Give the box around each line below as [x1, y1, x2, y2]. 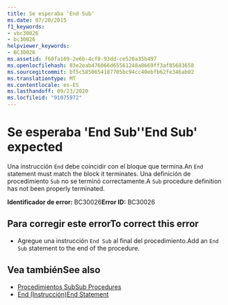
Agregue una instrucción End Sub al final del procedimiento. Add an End [17, 236, 219, 244]
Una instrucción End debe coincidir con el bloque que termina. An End [7, 162, 204, 171]
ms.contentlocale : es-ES [7, 81, 79, 88]
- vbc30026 [7, 29, 39, 37]
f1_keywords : [7, 23, 45, 30]
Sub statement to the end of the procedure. [17, 244, 140, 252]
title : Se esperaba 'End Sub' [7, 10, 95, 17]
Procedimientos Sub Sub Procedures [17, 283, 122, 291]
